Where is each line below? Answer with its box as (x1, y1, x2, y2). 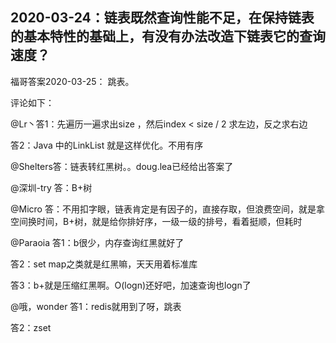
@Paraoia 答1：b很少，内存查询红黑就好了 (10, 236, 185, 248)
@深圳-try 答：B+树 (10, 181, 93, 193)
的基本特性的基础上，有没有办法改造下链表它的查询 (10, 28, 326, 45)
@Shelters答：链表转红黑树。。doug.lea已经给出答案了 (10, 160, 234, 172)
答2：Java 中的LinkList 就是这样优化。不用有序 (10, 139, 204, 151)
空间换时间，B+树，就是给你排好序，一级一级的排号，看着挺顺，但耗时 (10, 215, 303, 227)
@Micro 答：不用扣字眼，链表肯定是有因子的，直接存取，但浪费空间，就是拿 (10, 203, 325, 215)
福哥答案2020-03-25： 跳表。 (10, 75, 135, 87)
